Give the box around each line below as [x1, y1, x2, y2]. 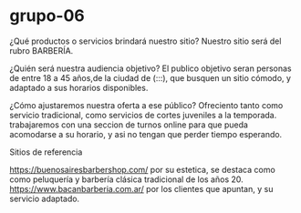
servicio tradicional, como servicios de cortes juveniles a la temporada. [9, 109, 277, 120]
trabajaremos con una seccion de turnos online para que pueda [9, 119, 249, 130]
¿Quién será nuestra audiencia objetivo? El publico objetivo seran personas [9, 63, 292, 74]
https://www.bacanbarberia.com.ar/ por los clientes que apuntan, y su [9, 183, 274, 194]
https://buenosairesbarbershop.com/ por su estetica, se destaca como [9, 164, 275, 175]
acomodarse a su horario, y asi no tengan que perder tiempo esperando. [9, 128, 283, 139]
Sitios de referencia [9, 147, 83, 157]
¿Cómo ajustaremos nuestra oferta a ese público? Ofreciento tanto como [9, 99, 284, 110]
